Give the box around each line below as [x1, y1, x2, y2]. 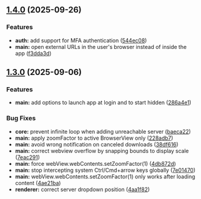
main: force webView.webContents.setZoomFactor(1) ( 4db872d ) [15, 160, 177, 167]
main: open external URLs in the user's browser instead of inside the [15, 43, 187, 50]
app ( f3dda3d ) [15, 50, 52, 57]
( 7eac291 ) [15, 154, 41, 161]
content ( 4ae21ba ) [15, 179, 61, 186]
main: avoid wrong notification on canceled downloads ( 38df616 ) [15, 140, 179, 148]
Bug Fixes [6, 114, 36, 123]
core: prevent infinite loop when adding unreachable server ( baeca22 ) [15, 128, 191, 135]
